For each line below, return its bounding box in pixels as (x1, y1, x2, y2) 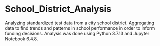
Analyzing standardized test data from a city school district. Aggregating (5, 20, 155, 26)
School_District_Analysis (5, 3, 112, 15)
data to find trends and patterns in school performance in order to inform (5, 25, 155, 31)
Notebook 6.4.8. (5, 36, 38, 42)
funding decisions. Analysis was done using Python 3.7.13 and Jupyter (5, 30, 150, 36)
